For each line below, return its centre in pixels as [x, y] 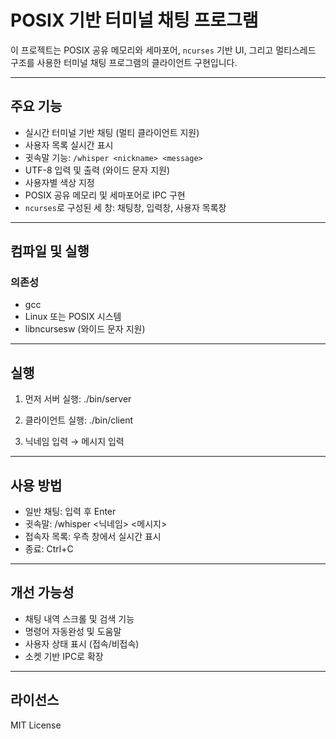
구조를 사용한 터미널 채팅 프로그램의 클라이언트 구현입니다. [124, 62]
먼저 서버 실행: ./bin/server [78, 399]
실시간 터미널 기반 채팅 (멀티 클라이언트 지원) [112, 132]
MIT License [36, 725]
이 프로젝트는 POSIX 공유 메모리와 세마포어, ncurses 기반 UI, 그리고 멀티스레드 [163, 50]
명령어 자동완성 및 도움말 [73, 631]
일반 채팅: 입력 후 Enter [70, 512]
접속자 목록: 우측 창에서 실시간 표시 [93, 537]
